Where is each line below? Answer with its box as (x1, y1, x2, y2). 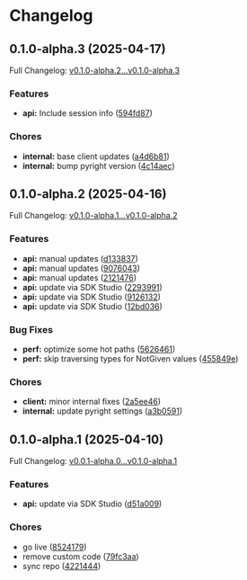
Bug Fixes (9, 323, 54, 335)
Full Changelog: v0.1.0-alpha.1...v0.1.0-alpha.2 (9, 210, 178, 221)
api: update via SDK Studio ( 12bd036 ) (22, 300, 163, 311)
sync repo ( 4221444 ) (22, 560, 101, 571)
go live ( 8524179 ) (22, 541, 87, 552)
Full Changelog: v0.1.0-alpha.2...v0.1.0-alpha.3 (9, 65, 181, 76)
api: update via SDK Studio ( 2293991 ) (22, 281, 163, 292)
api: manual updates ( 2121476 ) (22, 272, 137, 283)
